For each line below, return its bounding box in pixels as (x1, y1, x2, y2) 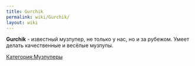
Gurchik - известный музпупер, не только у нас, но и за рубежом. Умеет (6, 36, 190, 43)
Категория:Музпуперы (6, 54, 63, 61)
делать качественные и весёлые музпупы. (6, 42, 114, 49)
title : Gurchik (6, 8, 44, 15)
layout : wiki (6, 19, 38, 25)
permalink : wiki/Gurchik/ (6, 14, 70, 20)
